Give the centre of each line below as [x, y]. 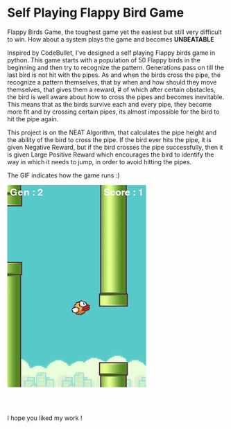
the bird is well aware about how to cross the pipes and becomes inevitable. [115, 97]
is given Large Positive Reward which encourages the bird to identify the [111, 155]
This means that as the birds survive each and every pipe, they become [110, 104]
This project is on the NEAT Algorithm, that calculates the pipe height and [112, 132]
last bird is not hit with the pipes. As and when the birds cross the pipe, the [114, 75]
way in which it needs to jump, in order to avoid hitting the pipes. [100, 161]
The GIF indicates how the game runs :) [63, 175]
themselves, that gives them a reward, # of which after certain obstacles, [112, 89]
